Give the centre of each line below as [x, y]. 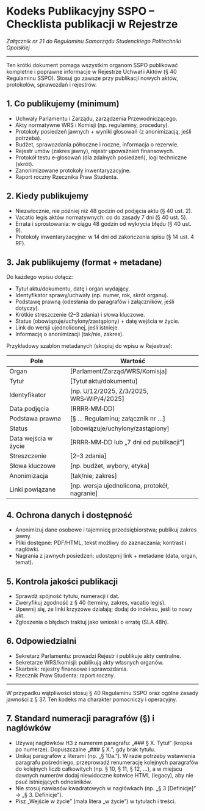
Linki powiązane [33, 489]
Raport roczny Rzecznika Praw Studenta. [67, 177]
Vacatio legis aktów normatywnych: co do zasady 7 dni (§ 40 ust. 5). [101, 217]
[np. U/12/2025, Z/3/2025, [109, 391]
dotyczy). [27, 308]
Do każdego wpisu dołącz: [40, 277]
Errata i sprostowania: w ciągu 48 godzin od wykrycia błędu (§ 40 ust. [103, 223]
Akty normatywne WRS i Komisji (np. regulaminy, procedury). [92, 125]
